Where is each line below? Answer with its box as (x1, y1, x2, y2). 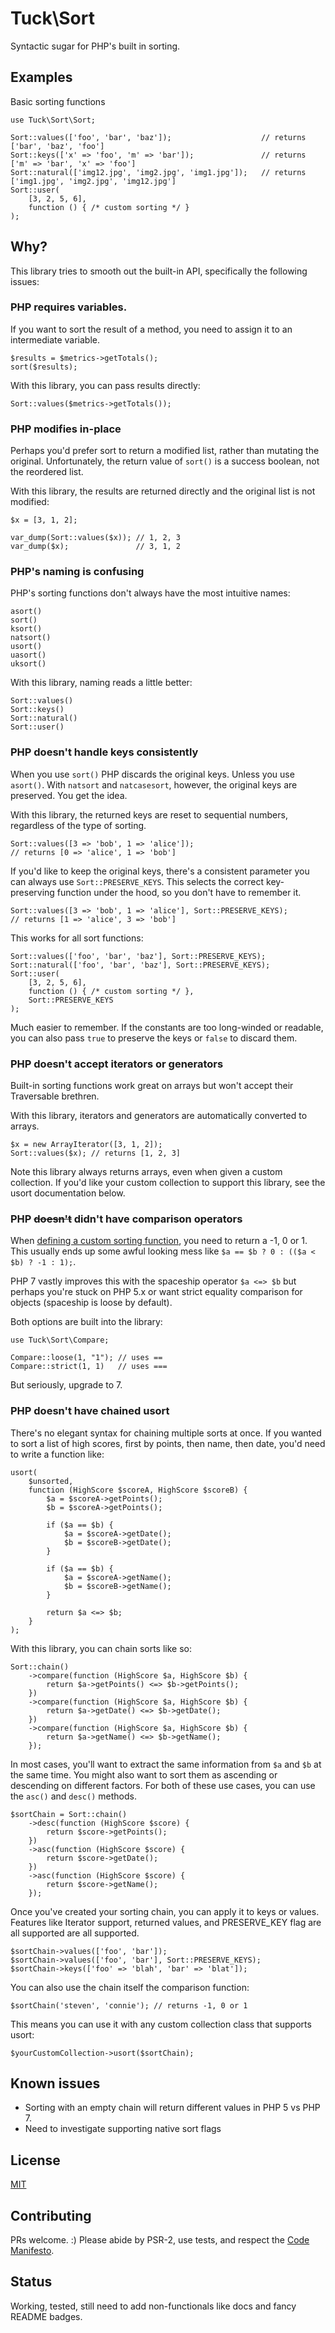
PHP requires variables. (10, 300, 128, 314)
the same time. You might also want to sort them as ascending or (10, 1768, 278, 1781)
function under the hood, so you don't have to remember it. (56, 886, 302, 898)
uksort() (10, 659, 47, 669)
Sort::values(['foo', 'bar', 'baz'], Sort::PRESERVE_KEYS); (10, 951, 267, 961)
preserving (10, 886, 55, 898)
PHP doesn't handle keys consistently (10, 745, 199, 759)
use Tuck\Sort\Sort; (10, 115, 97, 125)
